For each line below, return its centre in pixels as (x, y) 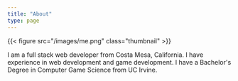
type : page (23, 21)
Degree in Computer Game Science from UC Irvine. (82, 70)
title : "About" (30, 14)
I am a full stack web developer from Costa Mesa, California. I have (106, 55)
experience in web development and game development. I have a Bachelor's (119, 62)
